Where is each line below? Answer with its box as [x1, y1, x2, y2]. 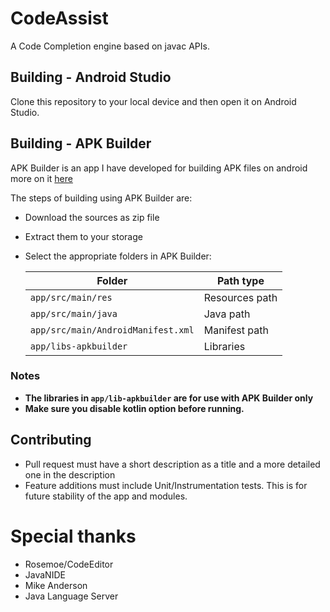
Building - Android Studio [10, 69, 172, 86]
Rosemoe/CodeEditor [24, 558, 114, 570]
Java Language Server [24, 590, 119, 602]
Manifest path [203, 323, 269, 337]
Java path [203, 307, 251, 321]
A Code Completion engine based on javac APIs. [10, 40, 210, 52]
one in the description [24, 468, 116, 481]
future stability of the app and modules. [24, 490, 188, 502]
